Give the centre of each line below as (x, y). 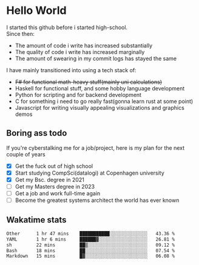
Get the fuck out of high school (54, 166)
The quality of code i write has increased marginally (80, 52)
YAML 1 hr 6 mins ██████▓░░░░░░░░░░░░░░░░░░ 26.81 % (90, 239)
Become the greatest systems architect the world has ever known (97, 200)
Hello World (36, 11)
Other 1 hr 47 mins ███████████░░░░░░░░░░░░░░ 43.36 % (90, 233)
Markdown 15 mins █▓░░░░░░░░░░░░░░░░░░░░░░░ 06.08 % (90, 256)
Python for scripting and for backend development (78, 95)
